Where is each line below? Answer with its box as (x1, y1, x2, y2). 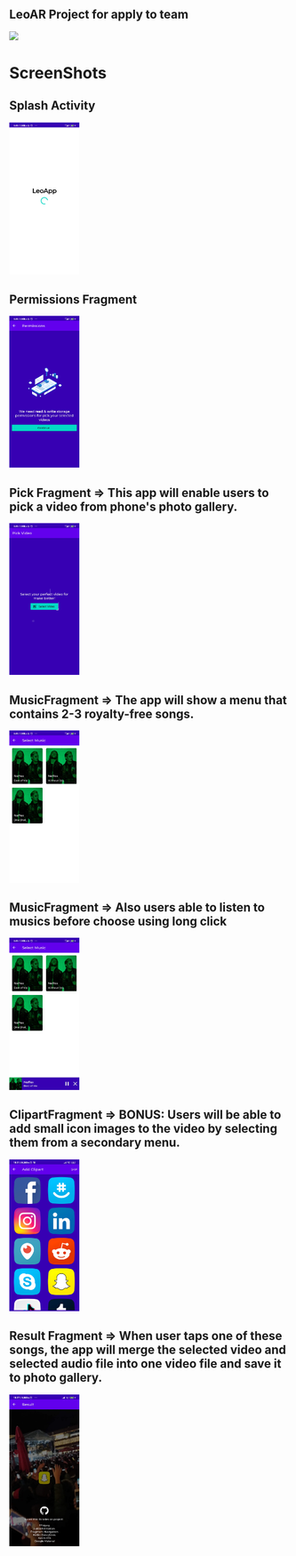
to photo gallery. (9, 1370, 102, 1385)
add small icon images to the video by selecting (9, 1121, 278, 1136)
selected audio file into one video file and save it (9, 1356, 282, 1372)
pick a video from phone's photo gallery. (9, 499, 238, 514)
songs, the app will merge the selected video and (9, 1343, 287, 1358)
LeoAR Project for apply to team (9, 7, 189, 22)
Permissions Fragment (9, 292, 138, 307)
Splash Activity (9, 98, 96, 114)
